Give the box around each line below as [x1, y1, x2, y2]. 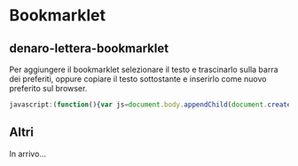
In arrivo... [9, 148, 47, 159]
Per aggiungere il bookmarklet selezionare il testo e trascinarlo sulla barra [9, 64, 278, 75]
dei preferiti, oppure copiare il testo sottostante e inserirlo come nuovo [9, 74, 267, 84]
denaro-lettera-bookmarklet [9, 41, 169, 56]
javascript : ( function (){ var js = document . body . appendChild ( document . [9, 100, 268, 109]
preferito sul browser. [9, 83, 88, 93]
